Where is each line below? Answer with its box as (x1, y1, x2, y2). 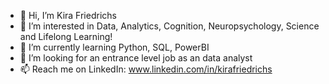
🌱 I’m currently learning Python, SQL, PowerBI (19, 41, 210, 53)
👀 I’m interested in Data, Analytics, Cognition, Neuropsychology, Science (19, 20, 320, 32)
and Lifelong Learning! (19, 31, 113, 42)
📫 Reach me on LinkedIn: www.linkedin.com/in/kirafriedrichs (19, 63, 273, 75)
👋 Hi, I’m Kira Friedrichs (19, 10, 117, 21)
